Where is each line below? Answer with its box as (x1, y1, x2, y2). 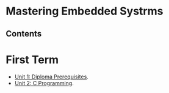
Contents (5, 29, 42, 39)
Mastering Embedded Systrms (5, 4, 164, 18)
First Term (5, 53, 59, 66)
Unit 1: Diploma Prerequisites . (14, 73, 89, 80)
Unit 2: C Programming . (14, 79, 74, 86)
